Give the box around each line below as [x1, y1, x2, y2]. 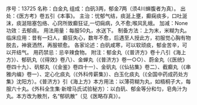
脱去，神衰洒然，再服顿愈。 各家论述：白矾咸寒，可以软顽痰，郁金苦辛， [6, 41, 182, 48]
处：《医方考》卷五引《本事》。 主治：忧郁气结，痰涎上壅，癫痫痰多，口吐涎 [6, 12, 188, 19]
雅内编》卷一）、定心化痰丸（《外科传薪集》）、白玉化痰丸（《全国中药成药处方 [6, 71, 189, 78]
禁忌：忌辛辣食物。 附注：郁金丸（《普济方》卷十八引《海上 [43, 49, 186, 55]
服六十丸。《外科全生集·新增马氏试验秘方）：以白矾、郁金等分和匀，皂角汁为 [6, 85, 188, 92]
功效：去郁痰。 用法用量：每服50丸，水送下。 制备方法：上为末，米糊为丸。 [6, 27, 191, 34]
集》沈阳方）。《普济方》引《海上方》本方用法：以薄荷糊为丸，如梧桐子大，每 [6, 78, 191, 85]
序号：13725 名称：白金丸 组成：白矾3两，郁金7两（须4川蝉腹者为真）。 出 [6, 5, 186, 12]
